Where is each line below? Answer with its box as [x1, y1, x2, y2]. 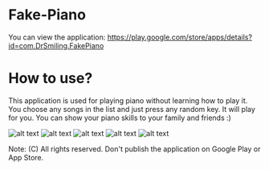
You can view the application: [8, 32, 106, 42]
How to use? [8, 69, 93, 88]
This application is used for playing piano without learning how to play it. [8, 95, 248, 106]
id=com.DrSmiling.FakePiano [8, 40, 104, 50]
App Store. [8, 152, 44, 162]
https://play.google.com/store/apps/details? [107, 32, 253, 42]
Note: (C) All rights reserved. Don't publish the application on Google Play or [8, 143, 261, 154]
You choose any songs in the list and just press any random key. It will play [8, 104, 255, 114]
